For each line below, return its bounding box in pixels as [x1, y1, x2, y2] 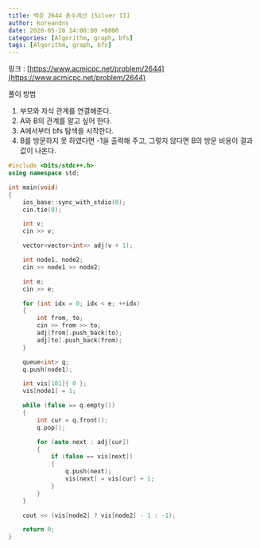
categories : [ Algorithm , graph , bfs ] [8, 33, 134, 42]
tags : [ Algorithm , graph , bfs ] [8, 41, 112, 49]
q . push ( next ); [64, 468, 112, 476]
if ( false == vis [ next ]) [50, 453, 134, 461]
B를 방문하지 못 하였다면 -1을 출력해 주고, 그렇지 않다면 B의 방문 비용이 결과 [19, 136, 253, 145]
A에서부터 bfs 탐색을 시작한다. [19, 126, 114, 136]
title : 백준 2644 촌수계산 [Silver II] [8, 11, 130, 20]
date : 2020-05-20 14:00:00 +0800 [8, 26, 119, 34]
